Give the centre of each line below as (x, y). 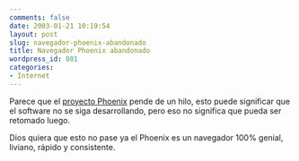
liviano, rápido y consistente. (62, 147)
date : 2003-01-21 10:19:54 (60, 26)
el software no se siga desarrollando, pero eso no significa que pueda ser (145, 110)
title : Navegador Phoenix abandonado (80, 51)
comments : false (40, 17)
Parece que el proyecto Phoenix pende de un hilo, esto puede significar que (149, 101)
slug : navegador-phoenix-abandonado (78, 42)
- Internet (30, 76)
